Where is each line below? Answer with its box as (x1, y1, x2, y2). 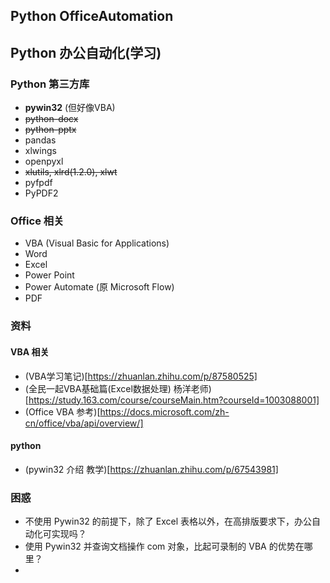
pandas (24, 134, 57, 146)
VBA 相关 (10, 345, 50, 358)
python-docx (24, 113, 79, 125)
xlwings (24, 145, 57, 157)
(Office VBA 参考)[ (24, 405, 101, 418)
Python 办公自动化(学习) (10, 44, 162, 61)
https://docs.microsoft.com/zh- (99, 405, 230, 418)
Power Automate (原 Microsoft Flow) (24, 281, 175, 293)
